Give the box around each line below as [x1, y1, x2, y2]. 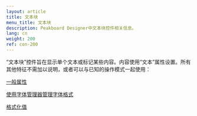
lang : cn [6, 31, 28, 37]
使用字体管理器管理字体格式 [6, 91, 74, 98]
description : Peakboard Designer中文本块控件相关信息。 [6, 25, 137, 31]
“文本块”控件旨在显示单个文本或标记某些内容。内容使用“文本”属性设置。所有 [6, 58, 191, 65]
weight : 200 [6, 36, 35, 42]
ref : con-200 [6, 42, 38, 48]
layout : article [6, 8, 46, 15]
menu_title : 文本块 [6, 19, 51, 25]
